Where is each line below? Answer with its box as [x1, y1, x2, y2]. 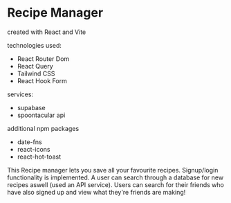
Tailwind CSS [17, 69, 55, 78]
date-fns [17, 137, 43, 146]
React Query [17, 62, 53, 70]
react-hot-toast [17, 152, 61, 161]
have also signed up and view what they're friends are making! [7, 188, 186, 196]
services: [7, 90, 33, 98]
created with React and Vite [7, 28, 86, 36]
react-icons [17, 145, 50, 153]
